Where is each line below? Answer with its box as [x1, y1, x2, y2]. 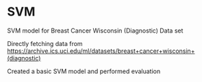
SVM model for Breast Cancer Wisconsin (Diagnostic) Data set [7, 26, 184, 35]
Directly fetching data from [7, 39, 84, 47]
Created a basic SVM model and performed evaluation [7, 67, 161, 75]
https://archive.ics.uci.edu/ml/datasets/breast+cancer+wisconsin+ [7, 47, 195, 55]
